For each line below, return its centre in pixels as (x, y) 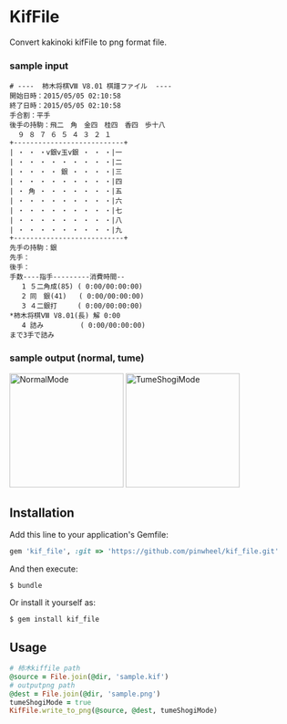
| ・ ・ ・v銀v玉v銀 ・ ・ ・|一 (66, 152)
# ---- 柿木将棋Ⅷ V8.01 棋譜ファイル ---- (91, 87)
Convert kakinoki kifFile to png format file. (88, 42)
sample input (39, 66)
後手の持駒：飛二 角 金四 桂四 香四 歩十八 (87, 125)
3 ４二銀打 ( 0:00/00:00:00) (82, 306)
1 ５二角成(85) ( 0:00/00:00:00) (82, 287)
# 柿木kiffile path (45, 668)
